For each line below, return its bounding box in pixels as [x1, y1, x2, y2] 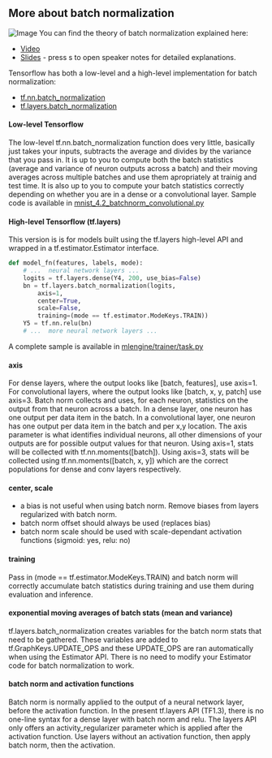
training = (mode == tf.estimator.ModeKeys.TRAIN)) [37, 312, 209, 320]
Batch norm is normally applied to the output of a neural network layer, [8, 697, 245, 707]
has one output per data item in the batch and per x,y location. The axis [8, 421, 248, 431]
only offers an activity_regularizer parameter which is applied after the [8, 722, 243, 733]
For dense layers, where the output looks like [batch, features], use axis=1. [8, 378, 258, 388]
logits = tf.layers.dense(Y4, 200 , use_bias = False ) [23, 273, 201, 282]
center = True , [37, 296, 82, 305]
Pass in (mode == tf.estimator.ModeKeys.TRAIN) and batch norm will [8, 572, 238, 582]
